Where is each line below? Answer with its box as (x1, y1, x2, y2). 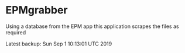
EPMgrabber (5, 3, 68, 17)
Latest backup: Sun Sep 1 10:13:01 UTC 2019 (5, 40, 112, 47)
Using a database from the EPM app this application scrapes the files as (5, 23, 179, 30)
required (5, 29, 26, 36)
